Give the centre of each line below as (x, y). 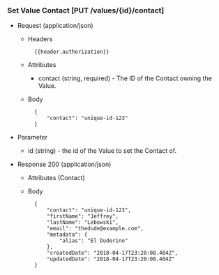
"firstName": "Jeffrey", (83, 216)
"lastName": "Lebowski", (83, 223)
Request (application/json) (55, 26)
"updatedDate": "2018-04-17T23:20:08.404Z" (111, 259)
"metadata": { (67, 235)
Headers (40, 39)
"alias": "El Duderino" (93, 241)
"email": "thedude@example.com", (95, 229)
